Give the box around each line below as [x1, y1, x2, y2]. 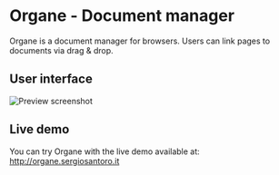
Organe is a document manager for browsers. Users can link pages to [9, 35, 271, 46]
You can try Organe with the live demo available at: [9, 146, 200, 157]
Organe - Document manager [9, 5, 234, 26]
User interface [9, 72, 93, 87]
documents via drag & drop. [9, 44, 114, 55]
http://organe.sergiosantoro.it [9, 155, 120, 166]
